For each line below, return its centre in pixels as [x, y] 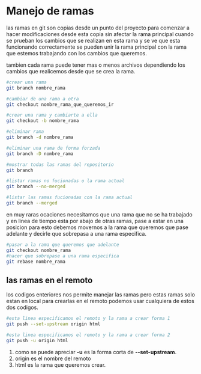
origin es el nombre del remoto [53, 358]
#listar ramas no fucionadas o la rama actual [65, 181]
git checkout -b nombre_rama [43, 121]
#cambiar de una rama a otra [43, 99]
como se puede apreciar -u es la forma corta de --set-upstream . [96, 352]
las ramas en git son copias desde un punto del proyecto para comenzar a [98, 28]
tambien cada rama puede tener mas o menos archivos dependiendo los [96, 65]
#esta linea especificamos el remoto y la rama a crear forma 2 [88, 335]
